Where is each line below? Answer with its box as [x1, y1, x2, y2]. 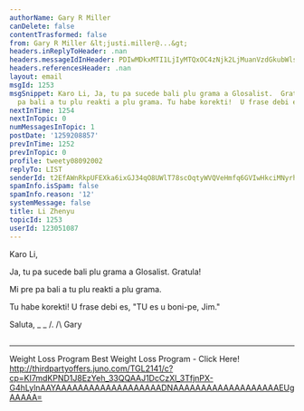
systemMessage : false [9, 198, 91, 208]
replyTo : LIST [9, 165, 63, 174]
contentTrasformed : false [9, 30, 107, 39]
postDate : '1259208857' [9, 131, 100, 140]
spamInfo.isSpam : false [9, 182, 100, 191]
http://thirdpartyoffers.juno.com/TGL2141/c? [9, 363, 174, 374]
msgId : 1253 [9, 81, 54, 90]
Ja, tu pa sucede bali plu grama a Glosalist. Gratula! [9, 266, 202, 277]
